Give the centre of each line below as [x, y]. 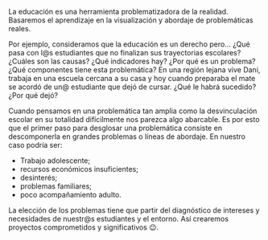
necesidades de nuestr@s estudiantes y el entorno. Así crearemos [119, 219]
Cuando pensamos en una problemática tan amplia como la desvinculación [133, 111]
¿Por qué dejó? [33, 95]
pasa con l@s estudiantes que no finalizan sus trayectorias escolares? [125, 53]
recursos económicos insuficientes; [79, 169]
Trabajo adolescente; [55, 161]
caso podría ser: [35, 145]
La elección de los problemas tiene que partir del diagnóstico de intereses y [134, 210]
